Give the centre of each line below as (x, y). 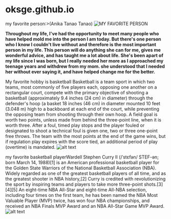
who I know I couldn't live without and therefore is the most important (81, 44)
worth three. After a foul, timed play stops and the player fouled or (75, 125)
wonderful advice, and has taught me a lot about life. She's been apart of (84, 55)
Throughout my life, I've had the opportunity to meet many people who (82, 33)
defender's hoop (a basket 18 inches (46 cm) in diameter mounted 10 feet (83, 103)
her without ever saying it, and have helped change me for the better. (80, 72)
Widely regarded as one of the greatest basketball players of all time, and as (86, 173)
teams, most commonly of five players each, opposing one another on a (81, 87)
